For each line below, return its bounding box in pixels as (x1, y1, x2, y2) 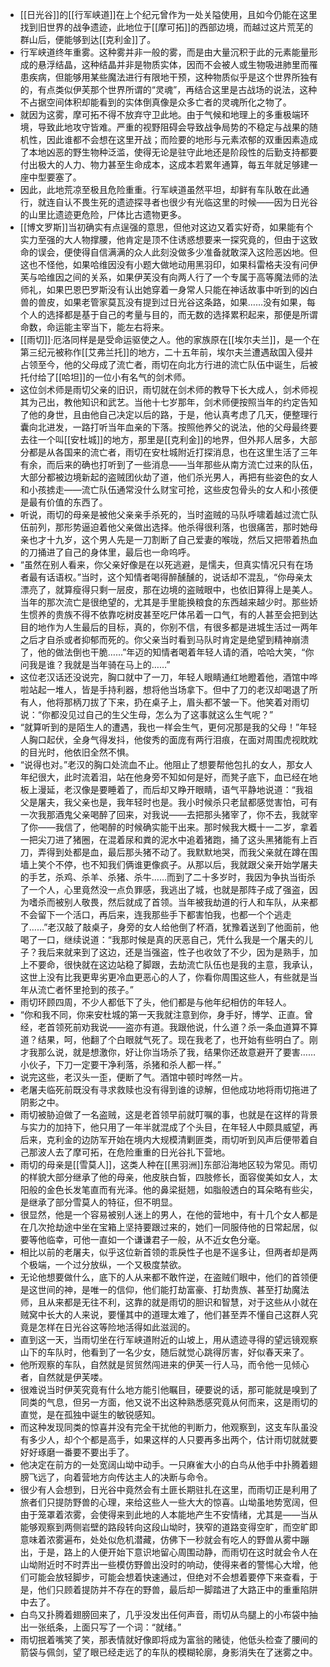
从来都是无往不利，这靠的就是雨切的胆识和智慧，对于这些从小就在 (46, 1296, 318, 1308)
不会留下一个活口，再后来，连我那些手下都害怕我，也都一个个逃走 (19, 909, 292, 920)
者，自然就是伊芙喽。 (19, 1371, 108, 1383)
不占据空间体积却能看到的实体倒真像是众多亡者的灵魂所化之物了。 (19, 96, 292, 108)
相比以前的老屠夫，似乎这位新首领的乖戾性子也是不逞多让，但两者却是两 (19, 1246, 318, 1258)
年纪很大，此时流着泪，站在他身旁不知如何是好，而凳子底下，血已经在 (19, 771, 310, 783)
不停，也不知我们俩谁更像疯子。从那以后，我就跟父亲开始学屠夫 (54, 859, 318, 870)
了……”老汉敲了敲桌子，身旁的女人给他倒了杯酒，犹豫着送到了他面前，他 (19, 921, 320, 933)
